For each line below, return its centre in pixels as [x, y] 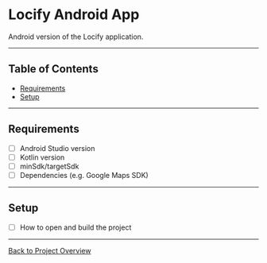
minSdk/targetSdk [49, 166]
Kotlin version [42, 157]
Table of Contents [54, 69]
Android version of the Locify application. [76, 37]
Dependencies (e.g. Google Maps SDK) [84, 175]
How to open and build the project [75, 227]
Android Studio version [57, 148]
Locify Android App [74, 15]
